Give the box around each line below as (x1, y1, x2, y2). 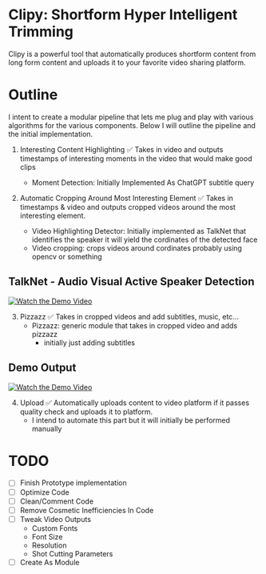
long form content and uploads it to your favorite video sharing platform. (8, 58, 246, 67)
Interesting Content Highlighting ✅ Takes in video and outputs (19, 144, 224, 154)
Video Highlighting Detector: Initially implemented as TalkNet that (31, 226, 246, 235)
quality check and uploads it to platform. (19, 407, 153, 416)
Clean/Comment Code (19, 496, 94, 506)
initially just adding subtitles (43, 338, 136, 347)
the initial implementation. (8, 129, 93, 138)
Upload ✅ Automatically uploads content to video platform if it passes (19, 398, 250, 407)
